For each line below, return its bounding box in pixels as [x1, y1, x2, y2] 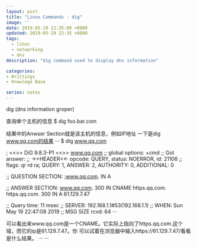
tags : [6, 36, 19, 42]
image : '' [6, 19, 30, 25]
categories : [6, 68, 35, 74]
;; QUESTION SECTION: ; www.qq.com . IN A [6, 173, 111, 180]
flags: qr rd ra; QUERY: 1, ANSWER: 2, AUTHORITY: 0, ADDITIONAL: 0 [6, 162, 174, 169]
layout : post [6, 8, 38, 15]
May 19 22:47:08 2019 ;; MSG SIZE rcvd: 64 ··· [6, 208, 117, 215]
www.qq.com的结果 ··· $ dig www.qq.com [6, 138, 107, 144]
